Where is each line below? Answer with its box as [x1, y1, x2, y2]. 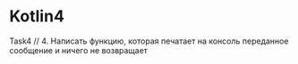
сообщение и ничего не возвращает [9, 44, 148, 55]
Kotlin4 [9, 6, 65, 27]
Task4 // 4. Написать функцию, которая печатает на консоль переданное [9, 36, 289, 46]
